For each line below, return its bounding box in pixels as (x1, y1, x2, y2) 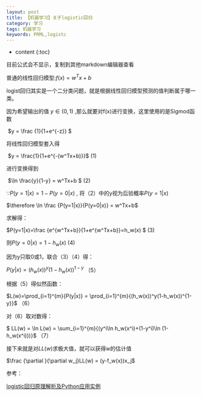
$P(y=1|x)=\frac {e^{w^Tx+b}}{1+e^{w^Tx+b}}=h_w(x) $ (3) (6, 226, 155, 233)
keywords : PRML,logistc (6, 32, 67, 38)
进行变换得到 (6, 164, 38, 172)
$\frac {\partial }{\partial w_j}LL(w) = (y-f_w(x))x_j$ (6, 357, 136, 364)
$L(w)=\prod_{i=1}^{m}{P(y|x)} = (6, 292, 88, 300)
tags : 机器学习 (6, 26, 41, 32)
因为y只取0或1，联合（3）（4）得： (6, 253, 94, 260)
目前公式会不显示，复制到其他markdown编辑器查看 (6, 61, 134, 68)
